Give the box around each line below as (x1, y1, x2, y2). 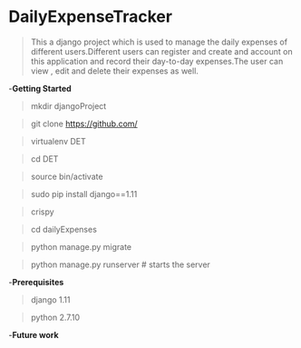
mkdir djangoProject (30, 100, 107, 111)
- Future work (8, 329, 60, 340)
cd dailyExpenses (30, 224, 97, 234)
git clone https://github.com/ (30, 118, 138, 129)
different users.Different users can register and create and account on (30, 45, 293, 56)
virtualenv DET (30, 135, 87, 146)
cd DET (30, 153, 59, 164)
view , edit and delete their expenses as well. (30, 65, 199, 76)
